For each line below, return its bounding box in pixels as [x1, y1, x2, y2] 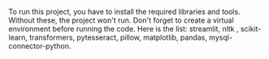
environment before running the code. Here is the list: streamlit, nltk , [8, 24, 239, 33]
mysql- [208, 32, 233, 42]
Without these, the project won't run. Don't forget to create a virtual [8, 15, 234, 25]
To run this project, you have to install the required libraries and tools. [8, 7, 241, 16]
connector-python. [8, 41, 72, 51]
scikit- [240, 24, 262, 33]
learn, [8, 32, 28, 42]
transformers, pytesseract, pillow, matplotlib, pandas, [29, 32, 207, 42]
